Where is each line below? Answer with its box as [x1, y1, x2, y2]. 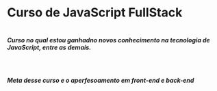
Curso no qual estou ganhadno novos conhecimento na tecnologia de [7, 36, 210, 44]
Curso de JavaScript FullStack [7, 5, 183, 21]
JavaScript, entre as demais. [7, 43, 92, 52]
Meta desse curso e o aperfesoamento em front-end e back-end [7, 77, 194, 85]
